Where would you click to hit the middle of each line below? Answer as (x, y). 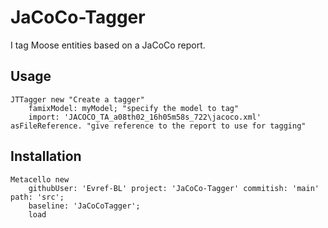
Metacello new (40, 179)
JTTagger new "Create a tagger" (77, 99)
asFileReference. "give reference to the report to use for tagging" (158, 126)
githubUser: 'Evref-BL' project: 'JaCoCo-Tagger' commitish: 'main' (174, 188)
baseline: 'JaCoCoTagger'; (84, 206)
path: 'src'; (37, 197)
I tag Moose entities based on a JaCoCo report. (108, 45)
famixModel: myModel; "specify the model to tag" (134, 108)
